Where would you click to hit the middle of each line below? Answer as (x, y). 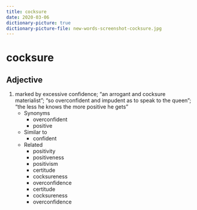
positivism (46, 164)
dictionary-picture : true (38, 23)
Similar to (35, 132)
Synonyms (37, 113)
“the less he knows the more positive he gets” (72, 107)
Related (33, 145)
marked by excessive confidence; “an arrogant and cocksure (90, 94)
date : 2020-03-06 (28, 17)
